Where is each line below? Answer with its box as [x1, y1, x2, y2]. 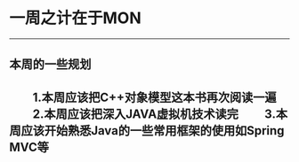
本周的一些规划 [9, 57, 92, 72]
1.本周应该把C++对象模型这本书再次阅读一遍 [32, 89, 278, 104]
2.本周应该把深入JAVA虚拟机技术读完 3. [32, 106, 276, 121]
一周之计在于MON [9, 8, 142, 28]
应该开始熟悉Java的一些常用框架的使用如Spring [20, 123, 285, 138]
